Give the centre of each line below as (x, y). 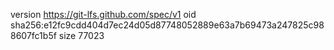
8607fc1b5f (33, 35)
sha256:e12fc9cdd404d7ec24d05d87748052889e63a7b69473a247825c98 (167, 25)
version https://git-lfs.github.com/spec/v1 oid (103, 14)
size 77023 (81, 35)
